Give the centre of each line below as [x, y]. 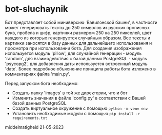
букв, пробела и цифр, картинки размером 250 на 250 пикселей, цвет [79, 33]
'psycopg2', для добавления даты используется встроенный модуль [76, 64]
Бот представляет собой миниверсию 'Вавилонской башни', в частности [81, 22]
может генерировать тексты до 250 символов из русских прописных [77, 27]
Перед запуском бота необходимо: [42, 83]
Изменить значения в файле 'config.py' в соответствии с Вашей [79, 98]
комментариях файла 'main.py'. [38, 74]
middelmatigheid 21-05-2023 [34, 127]
